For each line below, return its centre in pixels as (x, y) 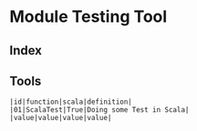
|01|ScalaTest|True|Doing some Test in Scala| (99, 110)
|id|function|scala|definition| (71, 102)
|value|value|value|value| (61, 118)
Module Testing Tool (88, 17)
